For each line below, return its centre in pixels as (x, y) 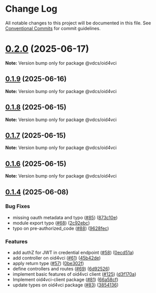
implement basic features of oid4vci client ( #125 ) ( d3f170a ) (74, 274)
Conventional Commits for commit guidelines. (53, 28)
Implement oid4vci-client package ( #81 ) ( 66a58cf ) (65, 280)
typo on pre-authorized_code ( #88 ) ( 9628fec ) (61, 228)
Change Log (31, 9)
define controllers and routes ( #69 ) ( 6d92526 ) (61, 269)
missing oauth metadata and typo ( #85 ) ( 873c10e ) (65, 217)
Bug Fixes (18, 207)
